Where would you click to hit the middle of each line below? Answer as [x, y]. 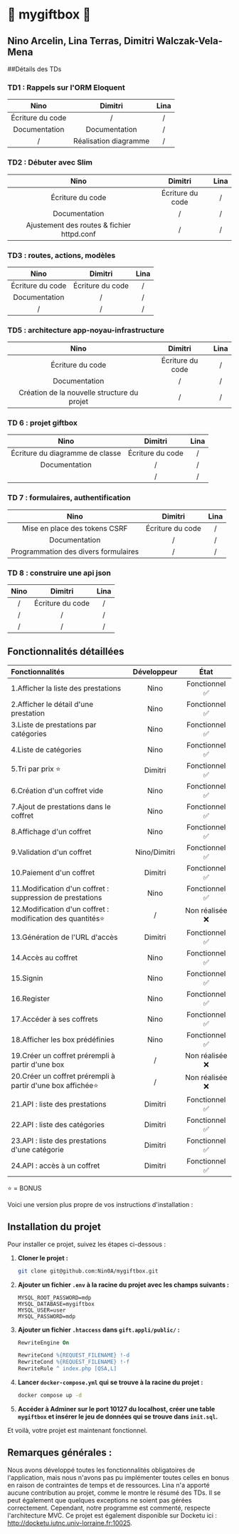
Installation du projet [54, 1227]
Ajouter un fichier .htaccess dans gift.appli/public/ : [99, 1330]
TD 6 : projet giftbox [43, 423]
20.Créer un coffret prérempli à [63, 1076]
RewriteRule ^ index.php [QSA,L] [67, 1369]
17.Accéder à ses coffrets [54, 1019]
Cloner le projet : [43, 1258]
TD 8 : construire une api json [59, 573]
